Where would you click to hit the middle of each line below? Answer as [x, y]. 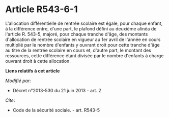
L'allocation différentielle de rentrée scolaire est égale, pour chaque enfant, [84, 23]
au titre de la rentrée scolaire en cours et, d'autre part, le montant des [78, 50]
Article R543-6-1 [41, 9]
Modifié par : [18, 81]
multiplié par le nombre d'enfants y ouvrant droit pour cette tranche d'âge [82, 45]
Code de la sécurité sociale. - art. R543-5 [56, 110]
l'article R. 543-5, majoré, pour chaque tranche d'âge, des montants [77, 34]
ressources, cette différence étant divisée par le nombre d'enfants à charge [84, 55]
